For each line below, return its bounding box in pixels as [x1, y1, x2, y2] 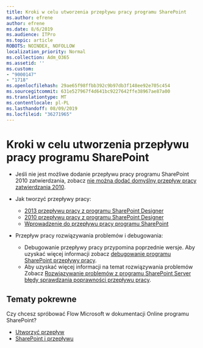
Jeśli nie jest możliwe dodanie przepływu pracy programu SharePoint [15, 170, 190, 178]
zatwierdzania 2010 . [15, 184, 66, 191]
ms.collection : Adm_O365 [6, 54, 69, 60]
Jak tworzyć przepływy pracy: [15, 195, 91, 203]
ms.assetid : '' [6, 60, 45, 66]
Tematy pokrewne [6, 294, 77, 304]
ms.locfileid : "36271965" [6, 111, 72, 117]
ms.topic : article [6, 37, 53, 43]
